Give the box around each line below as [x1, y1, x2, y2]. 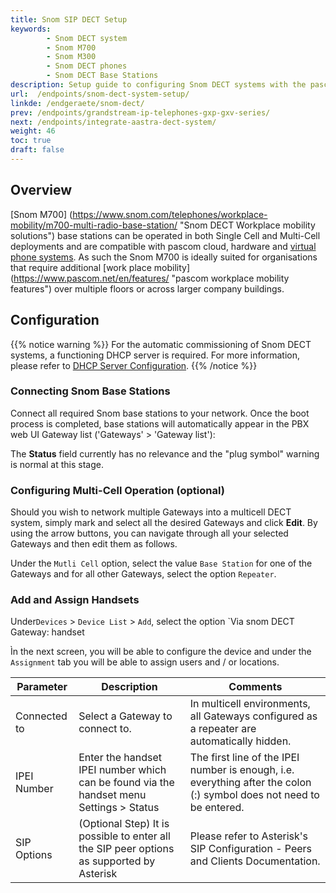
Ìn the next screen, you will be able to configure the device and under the [10, 646, 312, 658]
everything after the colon [189, 776, 312, 790]
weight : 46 [10, 126, 56, 136]
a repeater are [189, 722, 257, 736]
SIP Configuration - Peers [189, 842, 313, 856]
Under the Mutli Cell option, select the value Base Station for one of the [10, 557, 313, 570]
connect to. [78, 722, 132, 736]
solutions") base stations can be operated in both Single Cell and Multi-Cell [10, 229, 321, 241]
